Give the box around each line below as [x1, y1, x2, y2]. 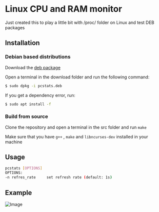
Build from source [5, 113, 48, 120]
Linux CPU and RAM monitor [5, 3, 122, 15]
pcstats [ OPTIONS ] [5, 166, 42, 171]
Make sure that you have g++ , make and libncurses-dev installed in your [5, 134, 148, 139]
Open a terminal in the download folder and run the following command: [5, 74, 150, 80]
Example [5, 189, 32, 197]
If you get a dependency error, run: [5, 92, 76, 98]
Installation [5, 39, 40, 47]
